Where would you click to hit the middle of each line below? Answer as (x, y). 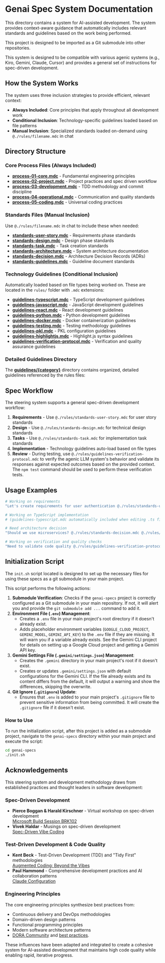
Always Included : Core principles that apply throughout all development (85, 110)
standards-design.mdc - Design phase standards (63, 240)
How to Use (19, 720)
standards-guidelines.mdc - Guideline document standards (73, 261)
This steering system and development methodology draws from (70, 782)
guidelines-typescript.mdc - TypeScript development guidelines (78, 300)
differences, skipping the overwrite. (55, 686)
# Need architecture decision (36, 528)
